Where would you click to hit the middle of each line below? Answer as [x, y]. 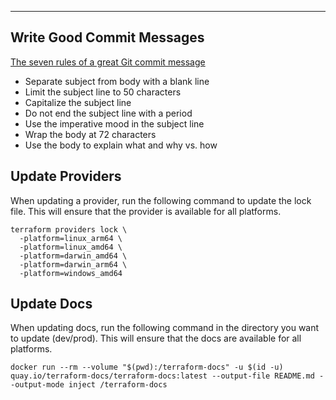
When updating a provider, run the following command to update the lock [161, 200]
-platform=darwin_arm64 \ [73, 264]
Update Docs [51, 304]
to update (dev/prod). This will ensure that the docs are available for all [156, 338]
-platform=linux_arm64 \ [71, 238]
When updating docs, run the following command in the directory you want [165, 328]
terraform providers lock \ [69, 229]
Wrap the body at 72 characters [90, 134]
